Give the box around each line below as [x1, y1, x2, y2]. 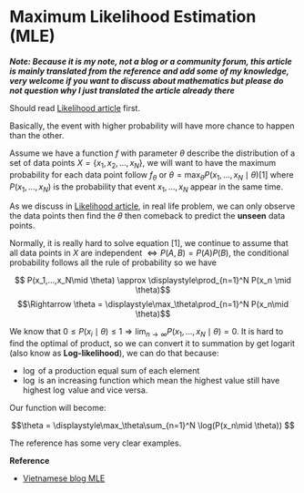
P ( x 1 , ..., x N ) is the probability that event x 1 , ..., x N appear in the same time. [9, 180, 284, 194]
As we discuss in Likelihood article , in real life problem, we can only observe [9, 200, 296, 211]
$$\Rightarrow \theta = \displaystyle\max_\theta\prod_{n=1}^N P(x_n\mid [16, 299, 289, 310]
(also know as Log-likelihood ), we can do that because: [9, 348, 220, 359]
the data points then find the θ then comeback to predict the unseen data [9, 211, 286, 221]
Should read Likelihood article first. [9, 102, 141, 113]
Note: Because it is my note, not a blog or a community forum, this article [9, 56, 293, 67]
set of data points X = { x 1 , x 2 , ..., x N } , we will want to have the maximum [9, 157, 277, 170]
